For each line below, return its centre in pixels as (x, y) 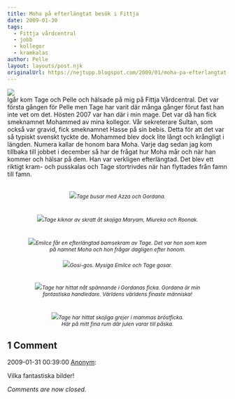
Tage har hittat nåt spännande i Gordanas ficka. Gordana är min (121, 287)
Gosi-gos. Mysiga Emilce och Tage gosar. (121, 265)
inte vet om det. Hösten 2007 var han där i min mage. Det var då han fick (112, 114)
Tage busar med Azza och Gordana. (121, 196)
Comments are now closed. (47, 389)
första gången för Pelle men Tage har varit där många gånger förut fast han (116, 107)
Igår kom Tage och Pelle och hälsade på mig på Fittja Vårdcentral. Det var (113, 100)
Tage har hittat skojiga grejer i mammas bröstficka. (121, 317)
